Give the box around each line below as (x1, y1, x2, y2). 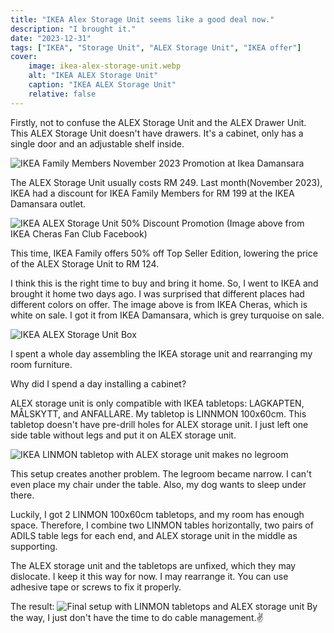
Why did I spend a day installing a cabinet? (10, 377, 187, 390)
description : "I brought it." (10, 24, 137, 34)
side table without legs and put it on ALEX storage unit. (10, 429, 237, 441)
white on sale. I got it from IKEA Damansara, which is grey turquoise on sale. (10, 309, 325, 321)
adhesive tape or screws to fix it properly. (10, 581, 182, 593)
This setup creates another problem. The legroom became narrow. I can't (10, 467, 312, 480)
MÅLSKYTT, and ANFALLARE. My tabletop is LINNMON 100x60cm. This (10, 407, 307, 420)
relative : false (28, 89, 97, 99)
